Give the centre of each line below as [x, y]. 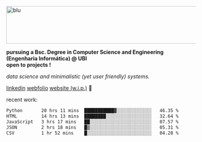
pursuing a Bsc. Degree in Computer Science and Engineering [85, 52]
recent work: [22, 99]
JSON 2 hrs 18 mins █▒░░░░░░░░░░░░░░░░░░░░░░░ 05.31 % [93, 127]
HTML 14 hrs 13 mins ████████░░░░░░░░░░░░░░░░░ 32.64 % [93, 116]
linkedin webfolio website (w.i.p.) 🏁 [49, 88]
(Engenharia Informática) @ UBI [47, 58]
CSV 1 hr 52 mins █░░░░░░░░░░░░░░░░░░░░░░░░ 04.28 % [93, 133]
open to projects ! [29, 65]
